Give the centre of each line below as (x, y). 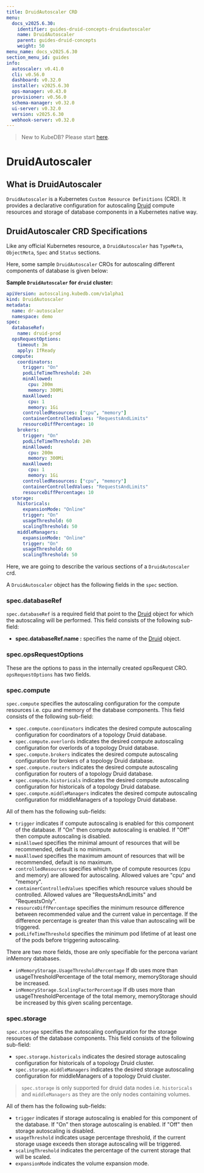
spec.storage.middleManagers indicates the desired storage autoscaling (104, 1070)
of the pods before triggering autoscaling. (68, 940)
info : (13, 63)
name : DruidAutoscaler (46, 35)
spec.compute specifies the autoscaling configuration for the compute (93, 703)
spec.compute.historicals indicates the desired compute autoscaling (102, 780)
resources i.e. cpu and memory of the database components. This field (95, 710)
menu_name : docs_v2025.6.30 (42, 52)
